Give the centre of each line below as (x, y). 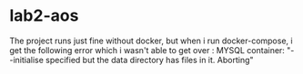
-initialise (26, 60)
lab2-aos (44, 16)
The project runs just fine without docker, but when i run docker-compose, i (151, 41)
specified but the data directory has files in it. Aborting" (149, 60)
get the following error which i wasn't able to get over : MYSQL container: (147, 50)
